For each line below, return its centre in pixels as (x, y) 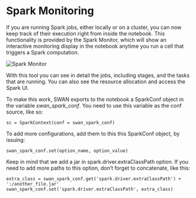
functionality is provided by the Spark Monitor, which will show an (86, 40)
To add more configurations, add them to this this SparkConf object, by (93, 134)
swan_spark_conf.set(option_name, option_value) (67, 151)
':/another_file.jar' (33, 184)
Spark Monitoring (50, 11)
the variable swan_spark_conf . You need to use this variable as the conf (94, 105)
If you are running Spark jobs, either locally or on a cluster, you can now (94, 27)
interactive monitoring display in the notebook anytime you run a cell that (95, 46)
